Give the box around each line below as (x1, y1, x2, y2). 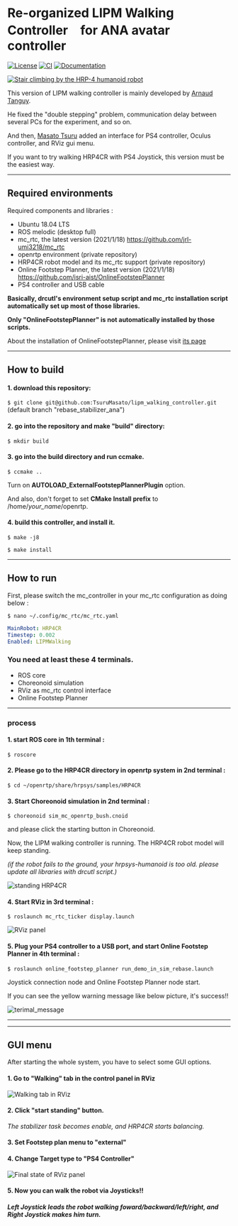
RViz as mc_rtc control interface (17, 686, 112, 695)
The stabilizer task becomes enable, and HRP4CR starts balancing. (7, 1122, 205, 1130)
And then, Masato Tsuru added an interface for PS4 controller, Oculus (7, 131, 211, 140)
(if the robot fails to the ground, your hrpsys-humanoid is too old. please (7, 860, 220, 868)
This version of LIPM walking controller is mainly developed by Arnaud (7, 89, 213, 97)
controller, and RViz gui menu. (7, 138, 96, 147)
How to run (7, 573, 57, 585)
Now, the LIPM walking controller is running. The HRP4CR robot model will (7, 839, 225, 847)
